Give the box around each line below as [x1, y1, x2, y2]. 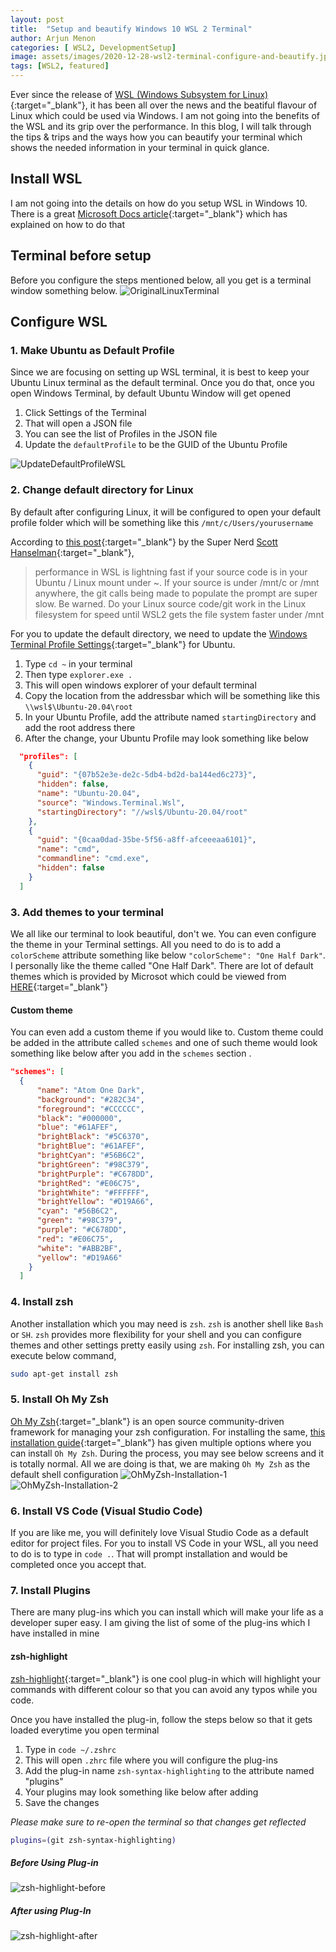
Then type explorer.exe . [24, 668, 133, 680]
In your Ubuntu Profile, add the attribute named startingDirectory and [24, 711, 317, 723]
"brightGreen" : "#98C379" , [36, 1159, 150, 1170]
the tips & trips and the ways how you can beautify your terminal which [10, 131, 303, 143]
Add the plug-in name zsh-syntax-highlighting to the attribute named [24, 1764, 315, 1776]
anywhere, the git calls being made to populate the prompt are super [34, 587, 318, 599]
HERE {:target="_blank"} [10, 981, 109, 993]
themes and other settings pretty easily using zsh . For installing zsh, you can [10, 1339, 325, 1351]
